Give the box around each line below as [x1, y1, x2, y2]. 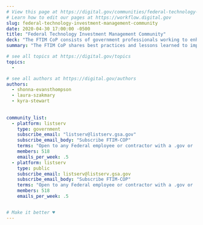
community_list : [6, 115, 47, 121]
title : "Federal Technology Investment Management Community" [6, 31, 166, 37]
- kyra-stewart [11, 98, 50, 104]
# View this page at [6, 8, 59, 15]
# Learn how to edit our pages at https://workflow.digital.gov [6, 14, 172, 21]
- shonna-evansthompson [11, 87, 71, 93]
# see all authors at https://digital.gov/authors [6, 75, 137, 81]
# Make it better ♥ [6, 209, 56, 215]
